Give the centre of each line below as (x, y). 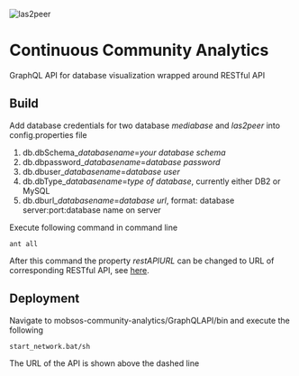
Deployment (45, 299)
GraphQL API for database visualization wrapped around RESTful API (137, 75)
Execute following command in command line (94, 227)
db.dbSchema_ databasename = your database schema (124, 152)
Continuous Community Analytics (139, 50)
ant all (24, 243)
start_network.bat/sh (50, 346)
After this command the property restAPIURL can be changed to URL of (142, 261)
